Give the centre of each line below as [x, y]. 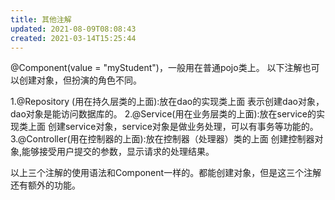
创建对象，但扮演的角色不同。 [80, 80]
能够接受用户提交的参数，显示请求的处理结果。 [118, 152]
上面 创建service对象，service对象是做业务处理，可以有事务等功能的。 [173, 127]
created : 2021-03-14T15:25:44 [73, 38]
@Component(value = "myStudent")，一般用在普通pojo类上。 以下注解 [156, 68]
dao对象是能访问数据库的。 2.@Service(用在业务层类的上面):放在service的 [163, 114]
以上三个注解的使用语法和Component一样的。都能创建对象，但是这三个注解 [166, 173]
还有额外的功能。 [45, 185]
